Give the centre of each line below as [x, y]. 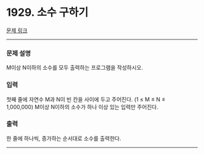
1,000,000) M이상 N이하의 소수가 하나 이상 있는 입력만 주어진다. [82, 107]
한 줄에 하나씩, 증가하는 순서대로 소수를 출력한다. [64, 138]
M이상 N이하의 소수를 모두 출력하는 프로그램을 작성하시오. [75, 68]
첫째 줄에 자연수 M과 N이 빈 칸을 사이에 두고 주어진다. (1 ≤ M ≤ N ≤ [86, 99]
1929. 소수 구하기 [47, 12]
